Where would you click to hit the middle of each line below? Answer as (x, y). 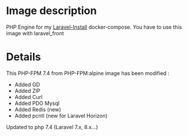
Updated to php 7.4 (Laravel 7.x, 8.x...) (52, 127)
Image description (51, 11)
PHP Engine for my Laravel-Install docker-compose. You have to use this (94, 27)
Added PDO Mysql (37, 103)
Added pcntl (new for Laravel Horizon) (61, 115)
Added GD (27, 84)
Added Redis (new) (38, 109)
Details (23, 57)
